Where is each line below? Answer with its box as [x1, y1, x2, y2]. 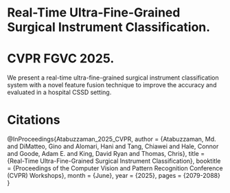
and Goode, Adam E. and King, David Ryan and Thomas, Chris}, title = [7, 150, 205, 158]
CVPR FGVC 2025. [7, 51, 115, 67]
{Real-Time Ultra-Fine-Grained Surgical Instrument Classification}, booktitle [7, 157, 221, 166]
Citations [7, 112, 60, 128]
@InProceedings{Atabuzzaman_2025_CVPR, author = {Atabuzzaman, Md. [7, 135, 216, 144]
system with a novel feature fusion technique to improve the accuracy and [7, 81, 217, 89]
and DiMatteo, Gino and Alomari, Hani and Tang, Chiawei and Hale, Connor [7, 142, 219, 150]
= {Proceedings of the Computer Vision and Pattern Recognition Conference [7, 164, 223, 172]
